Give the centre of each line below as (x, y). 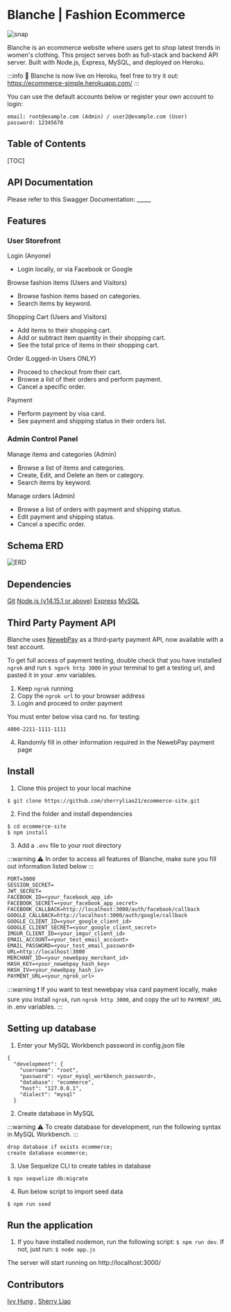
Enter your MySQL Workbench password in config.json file (101, 1045)
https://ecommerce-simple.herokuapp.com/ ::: (74, 83)
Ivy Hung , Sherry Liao (39, 1302)
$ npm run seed (29, 1204)
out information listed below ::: (51, 866)
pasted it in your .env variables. (52, 675)
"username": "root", (49, 1070)
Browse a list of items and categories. (71, 468)
